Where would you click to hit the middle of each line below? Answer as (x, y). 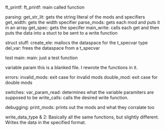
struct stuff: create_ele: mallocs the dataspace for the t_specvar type (76, 43)
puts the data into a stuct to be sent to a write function (61, 33)
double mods (19, 83)
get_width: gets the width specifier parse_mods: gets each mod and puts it (82, 22)
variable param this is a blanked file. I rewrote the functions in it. (71, 68)
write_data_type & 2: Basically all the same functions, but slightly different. (82, 117)
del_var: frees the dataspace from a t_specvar (53, 48)
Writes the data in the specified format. (46, 122)
